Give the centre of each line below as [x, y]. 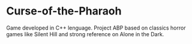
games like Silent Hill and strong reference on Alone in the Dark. [85, 34]
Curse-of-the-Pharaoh [64, 11]
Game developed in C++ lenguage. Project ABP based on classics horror [96, 28]
